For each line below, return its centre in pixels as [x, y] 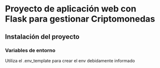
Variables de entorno [30, 50]
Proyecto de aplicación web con [71, 9]
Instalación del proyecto [42, 37]
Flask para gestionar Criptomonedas [80, 19]
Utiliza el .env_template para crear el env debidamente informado [70, 60]
